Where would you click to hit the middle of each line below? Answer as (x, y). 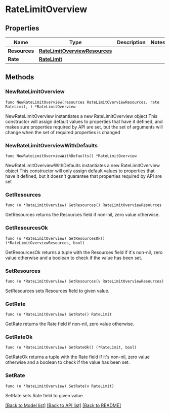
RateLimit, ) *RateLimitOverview (40, 107)
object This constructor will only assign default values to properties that (80, 171)
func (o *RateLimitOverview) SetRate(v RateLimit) (60, 386)
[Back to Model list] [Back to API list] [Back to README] (63, 405)
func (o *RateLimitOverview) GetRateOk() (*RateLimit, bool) (71, 347)
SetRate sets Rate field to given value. (45, 395)
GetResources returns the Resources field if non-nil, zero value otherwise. (82, 215)
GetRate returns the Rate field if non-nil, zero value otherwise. (70, 324)
